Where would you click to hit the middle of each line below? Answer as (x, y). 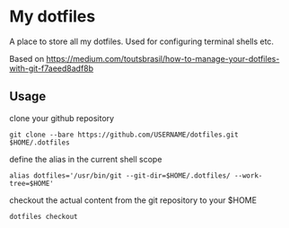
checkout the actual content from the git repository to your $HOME (133, 200)
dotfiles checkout (44, 216)
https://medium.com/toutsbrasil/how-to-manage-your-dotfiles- (163, 58)
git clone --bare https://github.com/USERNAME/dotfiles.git (124, 135)
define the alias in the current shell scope (86, 159)
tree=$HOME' (31, 183)
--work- (248, 175)
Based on (27, 58)
